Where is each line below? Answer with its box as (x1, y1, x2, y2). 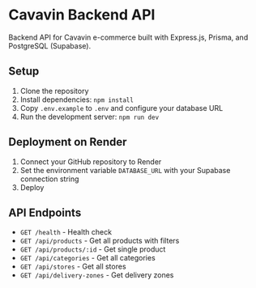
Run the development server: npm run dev (19, 112, 160, 121)
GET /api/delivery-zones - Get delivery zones (19, 270, 174, 280)
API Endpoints (8, 205, 82, 219)
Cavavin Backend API (8, 6, 156, 24)
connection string (19, 174, 79, 184)
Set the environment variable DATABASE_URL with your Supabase (19, 165, 231, 175)
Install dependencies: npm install (19, 95, 134, 104)
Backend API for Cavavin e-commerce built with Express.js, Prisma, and (8, 32, 249, 42)
